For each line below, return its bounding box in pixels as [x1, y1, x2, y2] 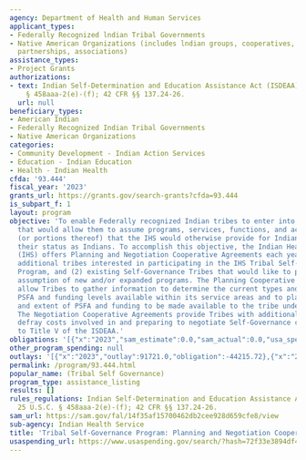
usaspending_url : [9, 436, 76, 446]
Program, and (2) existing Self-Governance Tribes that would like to [17, 268, 291, 277]
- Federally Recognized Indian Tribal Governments [9, 124, 206, 133]
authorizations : [9, 73, 71, 82]
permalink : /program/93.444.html [9, 361, 137, 370]
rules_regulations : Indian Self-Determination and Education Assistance [9, 394, 291, 404]
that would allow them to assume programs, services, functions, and [17, 225, 287, 234]
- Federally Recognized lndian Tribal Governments [9, 30, 206, 39]
